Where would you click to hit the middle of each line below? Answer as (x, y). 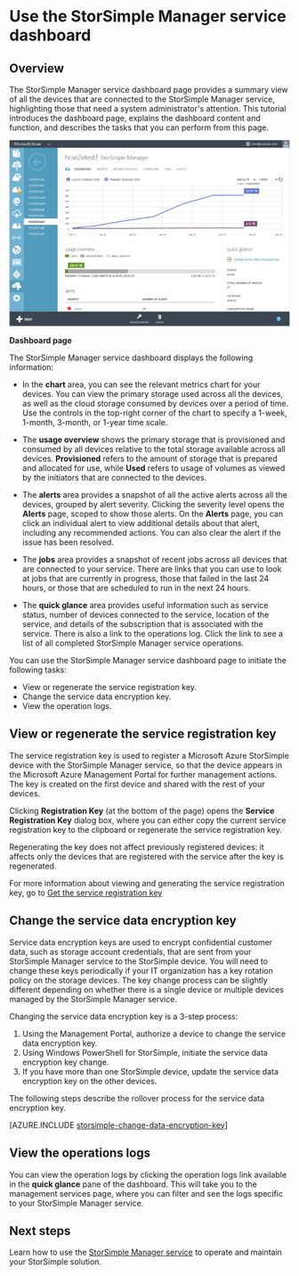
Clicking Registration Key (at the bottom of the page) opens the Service (142, 811)
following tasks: (38, 670)
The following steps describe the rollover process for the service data (137, 1098)
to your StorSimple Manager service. (77, 1203)
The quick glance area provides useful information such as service (145, 605)
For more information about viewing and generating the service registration (147, 883)
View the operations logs (80, 1153)
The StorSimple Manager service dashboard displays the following (131, 358)
